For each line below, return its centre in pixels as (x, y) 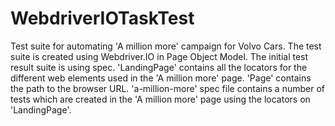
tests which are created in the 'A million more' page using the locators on (160, 99)
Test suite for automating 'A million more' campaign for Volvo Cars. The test (166, 46)
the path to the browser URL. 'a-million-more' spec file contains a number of (167, 88)
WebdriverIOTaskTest (102, 18)
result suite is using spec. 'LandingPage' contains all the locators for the (159, 67)
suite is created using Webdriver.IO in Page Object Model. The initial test (159, 56)
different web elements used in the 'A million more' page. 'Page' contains (161, 78)
